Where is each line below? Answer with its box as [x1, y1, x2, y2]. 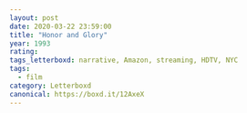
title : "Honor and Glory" [9, 30, 108, 39]
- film [17, 73, 43, 82]
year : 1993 [9, 38, 51, 48]
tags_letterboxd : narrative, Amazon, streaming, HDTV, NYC [9, 56, 239, 65]
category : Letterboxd [9, 81, 92, 90]
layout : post [9, 13, 59, 23]
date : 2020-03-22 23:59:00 [9, 22, 112, 31]
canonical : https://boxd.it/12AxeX [9, 89, 145, 98]
